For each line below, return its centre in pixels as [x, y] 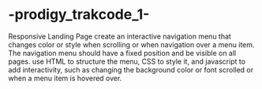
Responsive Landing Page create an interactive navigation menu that [120, 36]
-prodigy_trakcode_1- [79, 15]
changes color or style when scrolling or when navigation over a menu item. [131, 44]
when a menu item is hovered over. [65, 78]
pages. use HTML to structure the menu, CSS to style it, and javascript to [127, 61]
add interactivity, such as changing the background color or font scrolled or [131, 69]
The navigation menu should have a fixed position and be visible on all [122, 53]
